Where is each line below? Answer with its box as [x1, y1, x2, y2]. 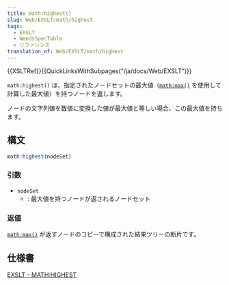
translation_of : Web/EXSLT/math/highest [7, 49, 124, 55]
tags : [7, 23, 23, 29]
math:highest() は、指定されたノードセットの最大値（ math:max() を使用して [7, 81, 222, 89]
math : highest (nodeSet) [7, 153, 72, 160]
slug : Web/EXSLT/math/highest [7, 16, 94, 23]
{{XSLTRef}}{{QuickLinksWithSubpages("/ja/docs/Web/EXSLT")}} [7, 66, 192, 75]
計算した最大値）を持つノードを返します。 [7, 90, 126, 98]
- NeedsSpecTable [13, 36, 63, 42]
